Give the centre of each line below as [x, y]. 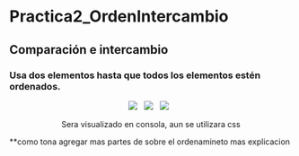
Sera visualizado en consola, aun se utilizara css [151, 124]
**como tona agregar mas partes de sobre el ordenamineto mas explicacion [149, 142]
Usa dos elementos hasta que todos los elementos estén [135, 75]
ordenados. [35, 86]
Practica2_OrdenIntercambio [119, 17]
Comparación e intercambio [89, 50]
